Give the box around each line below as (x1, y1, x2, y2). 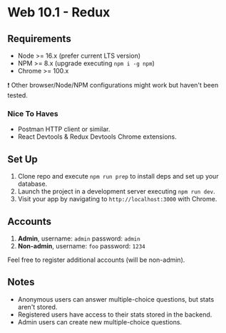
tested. (7, 91, 29, 100)
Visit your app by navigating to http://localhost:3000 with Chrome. (17, 195, 217, 203)
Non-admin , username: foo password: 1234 (17, 241, 145, 250)
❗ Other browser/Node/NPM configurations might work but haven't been (7, 81, 219, 89)
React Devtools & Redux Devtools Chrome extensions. (17, 132, 177, 141)
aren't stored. (17, 302, 58, 311)
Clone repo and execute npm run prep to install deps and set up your (17, 172, 219, 181)
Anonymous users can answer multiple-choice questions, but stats (17, 295, 215, 303)
